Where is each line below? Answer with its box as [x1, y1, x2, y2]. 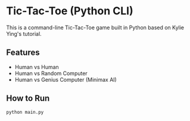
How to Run [6, 94, 50, 104]
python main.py [6, 109, 44, 115]
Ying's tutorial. [6, 30, 42, 37]
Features [6, 48, 40, 58]
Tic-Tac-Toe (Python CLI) [6, 4, 133, 18]
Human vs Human [14, 63, 60, 70]
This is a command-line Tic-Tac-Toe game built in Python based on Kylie [6, 24, 185, 31]
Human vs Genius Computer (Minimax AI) [14, 76, 117, 83]
